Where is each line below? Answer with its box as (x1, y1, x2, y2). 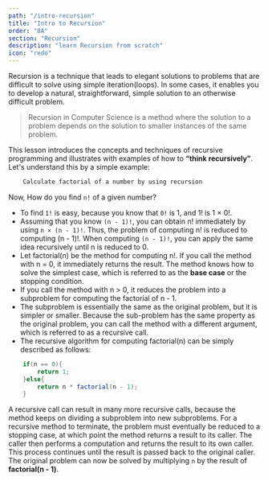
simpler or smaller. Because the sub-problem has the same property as (19, 310, 255, 320)
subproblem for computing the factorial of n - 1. (19, 293, 177, 302)
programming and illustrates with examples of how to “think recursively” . (8, 154, 254, 163)
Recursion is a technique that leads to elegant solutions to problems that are (8, 72, 260, 80)
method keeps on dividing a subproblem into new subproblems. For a (8, 413, 238, 423)
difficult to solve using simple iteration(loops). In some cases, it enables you (8, 80, 259, 89)
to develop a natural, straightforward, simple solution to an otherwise (8, 88, 236, 97)
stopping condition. (19, 276, 84, 286)
